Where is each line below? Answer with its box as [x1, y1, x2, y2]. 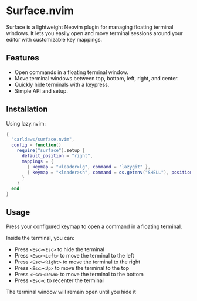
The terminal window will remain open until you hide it [6, 288, 137, 295]
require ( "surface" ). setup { [16, 148, 85, 154]
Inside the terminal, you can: [6, 234, 75, 241]
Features [6, 53, 39, 63]
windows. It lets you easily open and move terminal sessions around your [6, 29, 183, 36]
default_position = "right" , [21, 153, 93, 159]
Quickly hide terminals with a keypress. [14, 81, 110, 88]
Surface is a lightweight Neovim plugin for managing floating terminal [6, 23, 174, 31]
